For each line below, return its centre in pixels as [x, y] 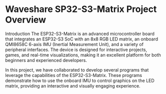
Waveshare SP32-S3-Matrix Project [81, 9]
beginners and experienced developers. [46, 60]
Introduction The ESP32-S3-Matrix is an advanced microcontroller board [80, 33]
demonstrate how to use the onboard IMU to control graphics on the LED [80, 80]
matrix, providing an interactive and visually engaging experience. [73, 85]
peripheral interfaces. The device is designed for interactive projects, [76, 49]
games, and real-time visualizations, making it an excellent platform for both [83, 55]
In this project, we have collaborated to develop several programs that [77, 70]
